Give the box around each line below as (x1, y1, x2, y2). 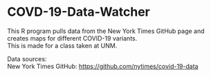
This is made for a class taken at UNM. (7, 41, 118, 49)
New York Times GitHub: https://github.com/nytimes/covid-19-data (7, 62, 199, 70)
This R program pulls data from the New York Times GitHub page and (7, 27, 205, 35)
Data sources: (7, 54, 47, 63)
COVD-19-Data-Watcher (7, 4, 150, 20)
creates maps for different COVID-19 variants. (7, 34, 138, 42)
